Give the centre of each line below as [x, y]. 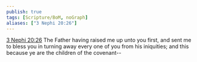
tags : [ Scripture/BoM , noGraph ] [47, 17]
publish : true [24, 12]
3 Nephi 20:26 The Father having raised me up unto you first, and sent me [99, 40]
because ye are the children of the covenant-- [64, 53]
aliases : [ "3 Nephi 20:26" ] [42, 23]
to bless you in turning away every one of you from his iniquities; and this [98, 46]
